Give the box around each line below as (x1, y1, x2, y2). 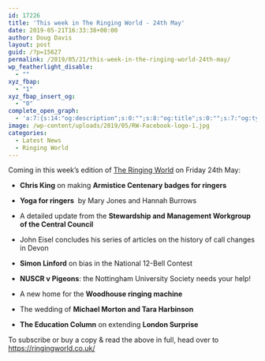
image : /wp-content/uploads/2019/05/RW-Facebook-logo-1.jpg (8, 122, 211, 130)
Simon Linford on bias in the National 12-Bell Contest (19, 258, 193, 269)
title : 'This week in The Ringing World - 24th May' (8, 19, 185, 27)
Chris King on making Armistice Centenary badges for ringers (19, 181, 227, 190)
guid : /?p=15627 (8, 48, 62, 56)
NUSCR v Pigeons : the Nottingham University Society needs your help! (19, 274, 251, 284)
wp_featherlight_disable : (8, 63, 93, 71)
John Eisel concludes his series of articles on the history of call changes (19, 235, 255, 245)
